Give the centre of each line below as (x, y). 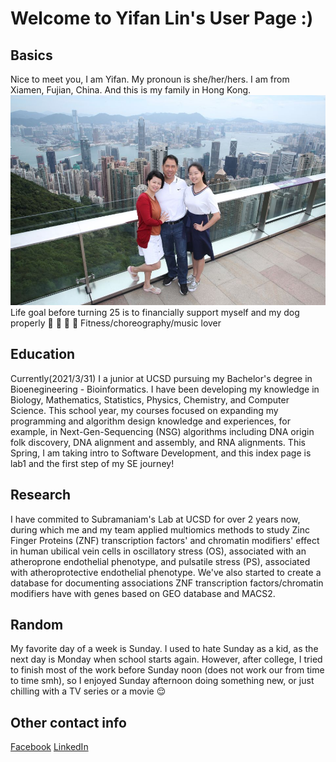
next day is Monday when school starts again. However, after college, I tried (166, 659)
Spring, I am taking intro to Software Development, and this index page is (161, 453)
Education (43, 354)
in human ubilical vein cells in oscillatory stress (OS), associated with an (158, 551)
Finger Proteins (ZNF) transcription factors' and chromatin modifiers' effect (165, 540)
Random (37, 625)
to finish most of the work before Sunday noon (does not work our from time (167, 670)
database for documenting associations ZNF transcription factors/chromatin (167, 583)
